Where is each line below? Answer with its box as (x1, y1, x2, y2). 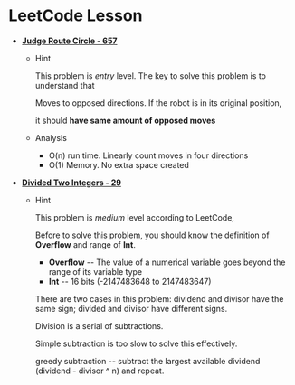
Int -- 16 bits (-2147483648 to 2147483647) (48, 276, 212, 286)
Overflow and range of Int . (34, 239, 137, 249)
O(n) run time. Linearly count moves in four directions (48, 150, 249, 161)
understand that (34, 80, 96, 90)
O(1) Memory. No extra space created (48, 159, 189, 170)
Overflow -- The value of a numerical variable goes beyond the (48, 257, 286, 268)
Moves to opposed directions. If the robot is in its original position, (34, 97, 282, 108)
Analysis (34, 132, 67, 143)
